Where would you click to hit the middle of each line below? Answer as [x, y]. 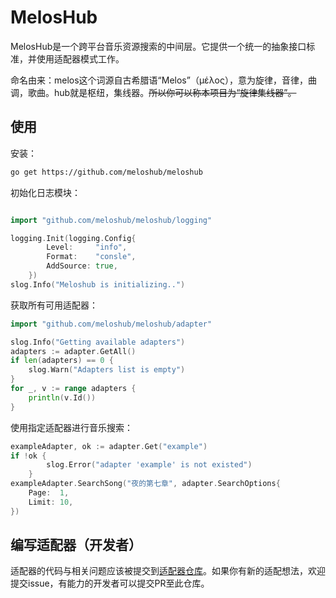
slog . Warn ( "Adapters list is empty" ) [107, 370]
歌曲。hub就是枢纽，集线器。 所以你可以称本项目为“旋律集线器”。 [162, 92]
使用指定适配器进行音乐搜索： [71, 427]
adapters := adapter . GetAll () [73, 351]
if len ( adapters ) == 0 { [62, 361]
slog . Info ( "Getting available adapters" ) [98, 342]
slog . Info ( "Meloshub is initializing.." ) [98, 284]
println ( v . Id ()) [62, 397]
